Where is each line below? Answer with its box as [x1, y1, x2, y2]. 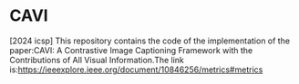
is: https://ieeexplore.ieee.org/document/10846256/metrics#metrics [9, 64, 263, 75]
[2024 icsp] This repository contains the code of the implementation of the [9, 35, 290, 46]
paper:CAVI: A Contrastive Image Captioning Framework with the [9, 44, 253, 55]
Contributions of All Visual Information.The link [9, 54, 185, 65]
